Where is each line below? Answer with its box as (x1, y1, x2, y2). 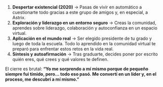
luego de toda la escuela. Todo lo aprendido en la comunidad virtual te (12, 41, 156, 46)
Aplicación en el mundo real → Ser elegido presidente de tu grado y (12, 35, 152, 41)
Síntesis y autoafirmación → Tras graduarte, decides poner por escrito (12, 51, 158, 57)
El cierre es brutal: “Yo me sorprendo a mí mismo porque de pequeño (5, 66, 149, 72)
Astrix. (12, 15, 26, 20)
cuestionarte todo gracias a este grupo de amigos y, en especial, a (12, 9, 148, 15)
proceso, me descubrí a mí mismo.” (5, 76, 80, 82)
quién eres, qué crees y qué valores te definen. (12, 57, 109, 62)
